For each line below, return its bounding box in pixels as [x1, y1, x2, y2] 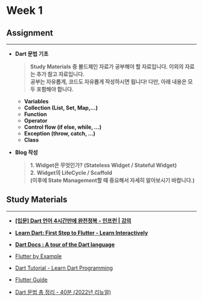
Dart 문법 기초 [14, 50, 49, 57]
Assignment [6, 28, 53, 38]
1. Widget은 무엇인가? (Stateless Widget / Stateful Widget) [30, 161, 177, 169]
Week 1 [6, 4, 43, 18]
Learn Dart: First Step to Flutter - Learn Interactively [14, 229, 148, 236]
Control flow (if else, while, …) [24, 123, 101, 131]
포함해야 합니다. [36, 86, 74, 92]
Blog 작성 [14, 149, 38, 156]
